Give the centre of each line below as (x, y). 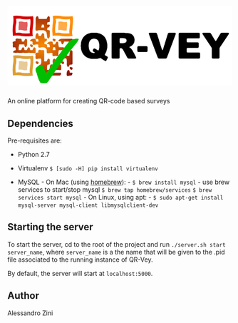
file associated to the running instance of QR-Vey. (80, 260)
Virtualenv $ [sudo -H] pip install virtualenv (88, 168)
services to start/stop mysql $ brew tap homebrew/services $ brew (115, 189)
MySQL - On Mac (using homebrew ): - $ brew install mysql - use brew (124, 182)
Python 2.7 (33, 154)
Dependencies (40, 123)
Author (23, 296)
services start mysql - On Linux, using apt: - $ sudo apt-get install (120, 197)
